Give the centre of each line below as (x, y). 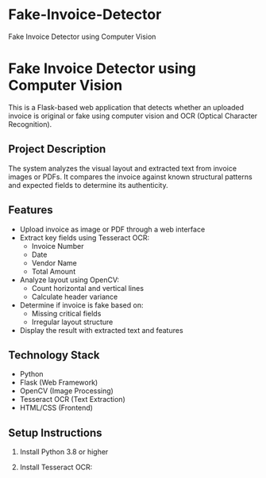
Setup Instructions (55, 432)
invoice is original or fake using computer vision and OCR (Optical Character (133, 116)
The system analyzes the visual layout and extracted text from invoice (122, 168)
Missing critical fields (66, 313)
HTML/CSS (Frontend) (56, 408)
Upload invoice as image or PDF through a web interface (112, 229)
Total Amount (54, 271)
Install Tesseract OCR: (56, 467)
